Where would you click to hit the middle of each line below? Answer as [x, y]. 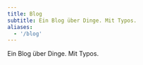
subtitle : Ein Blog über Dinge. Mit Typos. [72, 20]
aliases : [20, 27]
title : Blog [25, 14]
